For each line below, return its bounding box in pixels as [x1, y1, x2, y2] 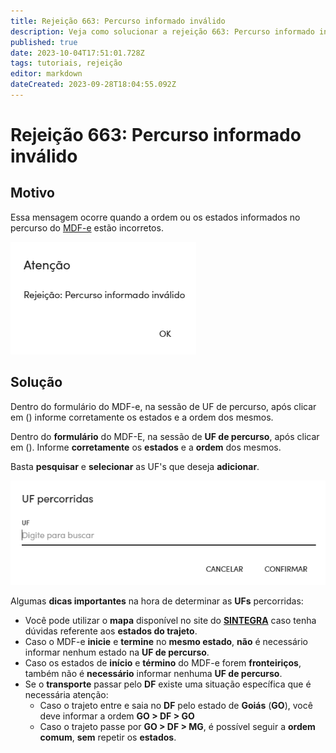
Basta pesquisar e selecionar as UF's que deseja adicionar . [10, 460, 260, 472]
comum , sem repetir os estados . [39, 731, 177, 743]
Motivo [10, 185, 55, 202]
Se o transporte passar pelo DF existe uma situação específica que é [24, 678, 312, 690]
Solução [10, 374, 63, 391]
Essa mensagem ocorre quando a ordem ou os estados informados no [10, 211, 301, 223]
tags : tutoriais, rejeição [10, 58, 123, 69]
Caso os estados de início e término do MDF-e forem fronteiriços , [24, 656, 302, 669]
